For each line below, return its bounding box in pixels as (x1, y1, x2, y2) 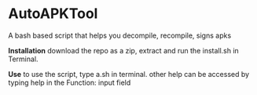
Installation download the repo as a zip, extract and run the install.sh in (8, 46, 240, 55)
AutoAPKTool (8, 5, 98, 23)
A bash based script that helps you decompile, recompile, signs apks (8, 31, 232, 40)
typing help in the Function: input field (8, 78, 131, 87)
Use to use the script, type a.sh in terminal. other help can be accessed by (8, 69, 250, 79)
